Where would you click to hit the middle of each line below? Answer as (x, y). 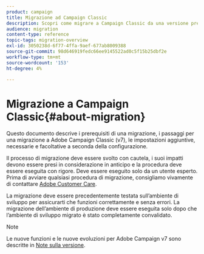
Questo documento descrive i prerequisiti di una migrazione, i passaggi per (100, 134)
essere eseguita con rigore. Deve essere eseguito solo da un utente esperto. (102, 171)
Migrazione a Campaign (68, 104)
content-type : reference (38, 35)
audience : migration (32, 29)
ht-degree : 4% (24, 68)
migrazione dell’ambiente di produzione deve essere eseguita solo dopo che (102, 209)
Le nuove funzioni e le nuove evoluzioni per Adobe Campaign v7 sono (94, 239)
